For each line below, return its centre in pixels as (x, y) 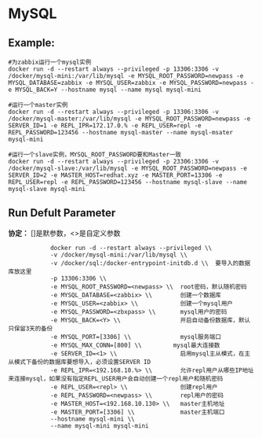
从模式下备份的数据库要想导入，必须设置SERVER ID (80, 362)
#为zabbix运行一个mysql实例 (50, 62)
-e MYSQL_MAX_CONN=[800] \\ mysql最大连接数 (135, 345)
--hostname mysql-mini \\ (92, 419)
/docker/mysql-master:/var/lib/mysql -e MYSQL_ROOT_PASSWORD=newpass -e (129, 119)
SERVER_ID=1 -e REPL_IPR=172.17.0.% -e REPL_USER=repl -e (105, 126)
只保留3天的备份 (31, 328)
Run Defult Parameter (62, 213)
